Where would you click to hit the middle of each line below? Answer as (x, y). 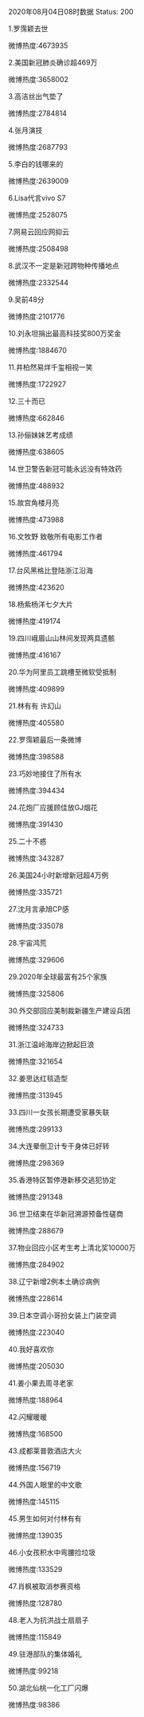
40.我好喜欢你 (31, 1349)
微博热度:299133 (35, 1129)
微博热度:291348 (36, 1197)
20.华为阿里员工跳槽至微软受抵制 (62, 672)
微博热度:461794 (35, 553)
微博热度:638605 (36, 452)
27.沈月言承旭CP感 (39, 909)
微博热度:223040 (37, 1332)
